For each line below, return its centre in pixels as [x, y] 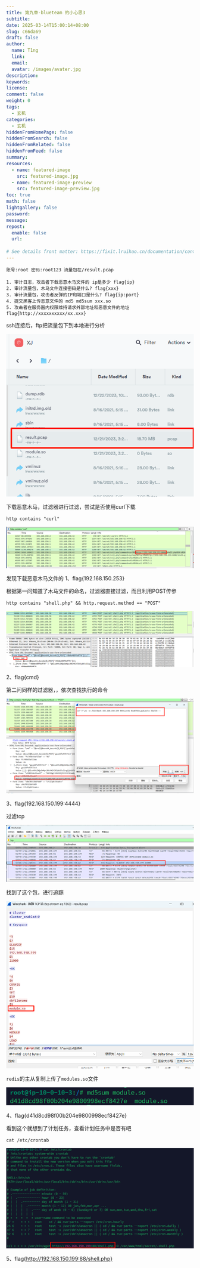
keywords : [18, 82]
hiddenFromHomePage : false [40, 132]
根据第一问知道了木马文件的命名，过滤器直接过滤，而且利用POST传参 [91, 591]
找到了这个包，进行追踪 [35, 892]
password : [18, 214]
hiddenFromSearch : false [37, 138]
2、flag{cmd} [23, 677]
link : [18, 57]
